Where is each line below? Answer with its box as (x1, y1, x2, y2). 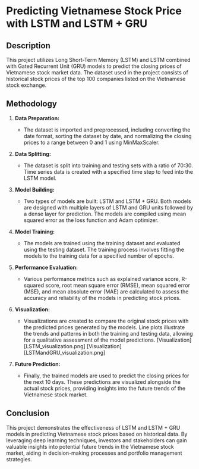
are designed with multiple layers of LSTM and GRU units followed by (23, 204, 194, 211)
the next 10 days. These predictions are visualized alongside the (23, 378, 181, 385)
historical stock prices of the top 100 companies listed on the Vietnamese (6, 76, 186, 82)
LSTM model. (23, 174, 56, 182)
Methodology (6, 99, 58, 109)
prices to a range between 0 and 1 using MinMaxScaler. (23, 139, 160, 146)
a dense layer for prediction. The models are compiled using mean (23, 210, 187, 217)
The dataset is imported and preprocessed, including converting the (23, 126, 191, 133)
